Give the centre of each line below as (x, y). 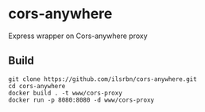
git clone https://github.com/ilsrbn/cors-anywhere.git (102, 79)
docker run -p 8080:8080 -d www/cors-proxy (81, 100)
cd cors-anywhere (37, 86)
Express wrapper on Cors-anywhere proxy (78, 36)
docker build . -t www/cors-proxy (66, 93)
